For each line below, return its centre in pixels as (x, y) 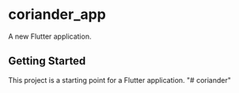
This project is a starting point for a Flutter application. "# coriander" (119, 80)
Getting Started (47, 61)
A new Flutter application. (50, 36)
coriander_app (57, 15)
